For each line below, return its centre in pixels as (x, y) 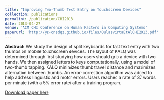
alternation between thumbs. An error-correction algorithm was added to (79, 72)
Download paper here (27, 92)
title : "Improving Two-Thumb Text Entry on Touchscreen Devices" (73, 10)
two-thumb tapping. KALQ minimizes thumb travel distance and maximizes (80, 67)
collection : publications (31, 14)
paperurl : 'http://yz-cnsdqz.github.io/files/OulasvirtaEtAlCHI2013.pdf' (82, 32)
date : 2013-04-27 (23, 23)
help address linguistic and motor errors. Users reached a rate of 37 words (80, 77)
